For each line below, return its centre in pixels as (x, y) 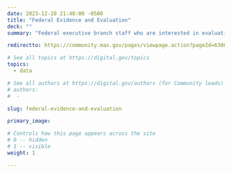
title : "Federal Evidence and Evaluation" (69, 20)
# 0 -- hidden (28, 140)
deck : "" (20, 26)
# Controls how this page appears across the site (81, 134)
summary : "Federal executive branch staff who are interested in (103, 33)
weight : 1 (21, 153)
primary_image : (29, 121)
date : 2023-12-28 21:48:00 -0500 (55, 13)
